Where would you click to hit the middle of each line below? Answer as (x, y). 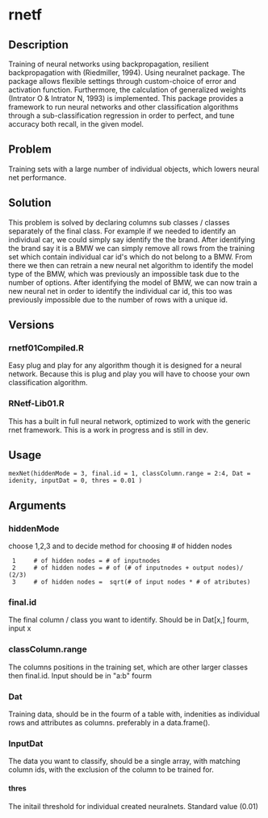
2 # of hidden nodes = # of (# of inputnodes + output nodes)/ (128, 568)
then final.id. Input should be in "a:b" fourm (80, 675)
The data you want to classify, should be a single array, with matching (124, 761)
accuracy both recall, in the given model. (76, 124)
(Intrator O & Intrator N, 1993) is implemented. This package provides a (126, 98)
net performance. (38, 177)
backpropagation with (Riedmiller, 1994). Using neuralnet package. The (127, 73)
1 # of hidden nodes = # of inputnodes (86, 561)
